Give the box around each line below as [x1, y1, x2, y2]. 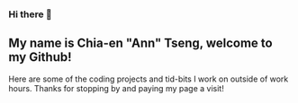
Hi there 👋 [8, 8, 53, 21]
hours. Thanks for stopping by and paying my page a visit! [8, 82, 224, 93]
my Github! [8, 49, 73, 65]
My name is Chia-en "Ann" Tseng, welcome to [8, 36, 273, 51]
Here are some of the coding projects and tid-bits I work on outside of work [8, 73, 289, 84]
